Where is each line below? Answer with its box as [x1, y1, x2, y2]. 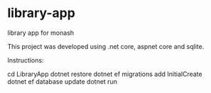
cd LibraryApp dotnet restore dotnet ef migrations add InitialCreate [7, 70, 202, 78]
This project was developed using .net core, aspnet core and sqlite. [7, 42, 205, 50]
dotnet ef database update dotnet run [7, 77, 117, 86]
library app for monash [7, 28, 75, 37]
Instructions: [7, 55, 44, 65]
